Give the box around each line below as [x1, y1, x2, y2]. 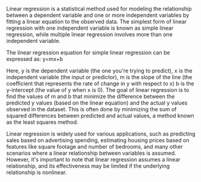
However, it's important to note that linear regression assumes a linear [6, 156, 181, 163]
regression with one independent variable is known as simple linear [6, 24, 174, 31]
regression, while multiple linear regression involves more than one [6, 31, 173, 38]
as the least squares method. [6, 119, 78, 126]
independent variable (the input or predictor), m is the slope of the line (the [6, 74, 193, 80]
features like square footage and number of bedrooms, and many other [6, 143, 183, 150]
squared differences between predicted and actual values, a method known [6, 112, 194, 119]
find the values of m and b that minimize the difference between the [6, 93, 175, 100]
